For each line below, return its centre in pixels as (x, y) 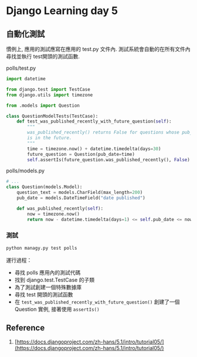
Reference (26, 328)
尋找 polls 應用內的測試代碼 (47, 272)
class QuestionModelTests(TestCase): (52, 116)
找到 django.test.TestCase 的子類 (55, 280)
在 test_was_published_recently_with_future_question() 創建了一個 (97, 302)
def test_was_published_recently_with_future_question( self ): (94, 121)
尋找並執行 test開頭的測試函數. (43, 56)
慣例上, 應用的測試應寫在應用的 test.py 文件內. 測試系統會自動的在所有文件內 (98, 49)
